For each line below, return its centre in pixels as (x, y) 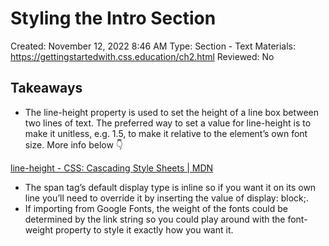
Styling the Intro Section (113, 18)
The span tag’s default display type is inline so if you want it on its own (170, 187)
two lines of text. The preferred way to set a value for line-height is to (168, 123)
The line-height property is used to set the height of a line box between (172, 112)
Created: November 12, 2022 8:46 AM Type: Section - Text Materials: (153, 46)
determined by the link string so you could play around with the (155, 219)
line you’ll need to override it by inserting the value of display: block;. (166, 198)
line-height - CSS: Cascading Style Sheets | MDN (112, 168)
